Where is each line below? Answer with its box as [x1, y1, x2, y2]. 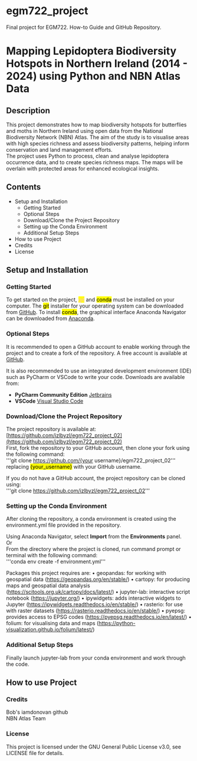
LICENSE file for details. [6, 749, 64, 756]
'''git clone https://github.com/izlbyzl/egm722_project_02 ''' [6, 487, 150, 494]
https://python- [98, 620, 136, 627]
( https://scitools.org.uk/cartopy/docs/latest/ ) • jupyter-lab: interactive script [6, 589, 191, 596]
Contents [6, 182, 41, 192]
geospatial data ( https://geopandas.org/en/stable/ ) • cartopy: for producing [6, 576, 191, 583]
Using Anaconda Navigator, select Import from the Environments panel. [6, 533, 182, 540]
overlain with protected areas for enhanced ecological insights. [6, 165, 159, 172]
